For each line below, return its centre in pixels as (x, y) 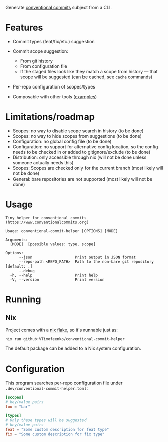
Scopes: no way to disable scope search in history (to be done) (78, 131)
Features (24, 28)
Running (23, 299)
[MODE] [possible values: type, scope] (53, 244)
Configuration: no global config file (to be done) (62, 141)
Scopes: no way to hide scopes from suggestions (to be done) (77, 136)
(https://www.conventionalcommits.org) (47, 222)
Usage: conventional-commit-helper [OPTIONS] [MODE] (62, 231)
